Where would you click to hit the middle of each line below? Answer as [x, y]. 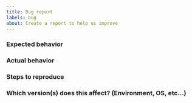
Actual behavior [30, 61]
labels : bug [21, 18]
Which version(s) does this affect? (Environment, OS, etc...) [96, 93]
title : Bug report [29, 12]
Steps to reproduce [35, 77]
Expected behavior [35, 44]
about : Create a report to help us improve [62, 23]
